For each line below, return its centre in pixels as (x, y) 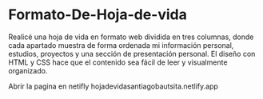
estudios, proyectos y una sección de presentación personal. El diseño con (132, 53)
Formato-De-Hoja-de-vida (98, 15)
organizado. (28, 70)
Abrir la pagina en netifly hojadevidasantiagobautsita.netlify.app (113, 86)
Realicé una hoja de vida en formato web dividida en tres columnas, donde (131, 37)
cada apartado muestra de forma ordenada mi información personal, (121, 45)
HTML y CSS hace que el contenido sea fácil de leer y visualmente (118, 62)
